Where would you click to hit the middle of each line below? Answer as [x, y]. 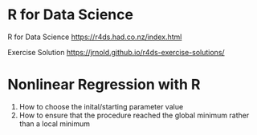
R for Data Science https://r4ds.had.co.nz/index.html [95, 37]
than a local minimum [54, 123]
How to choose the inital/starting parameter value [101, 106]
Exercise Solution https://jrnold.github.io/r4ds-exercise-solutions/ [116, 52]
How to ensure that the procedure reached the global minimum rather [134, 115]
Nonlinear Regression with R [104, 85]
